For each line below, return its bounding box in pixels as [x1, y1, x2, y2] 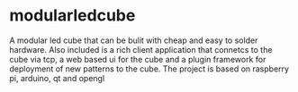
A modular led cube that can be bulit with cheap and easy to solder [9, 35, 258, 46]
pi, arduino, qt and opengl [9, 72, 105, 83]
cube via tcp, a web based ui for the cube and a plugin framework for [9, 54, 266, 64]
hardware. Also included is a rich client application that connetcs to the [9, 44, 273, 54]
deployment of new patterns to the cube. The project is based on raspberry [9, 63, 290, 74]
